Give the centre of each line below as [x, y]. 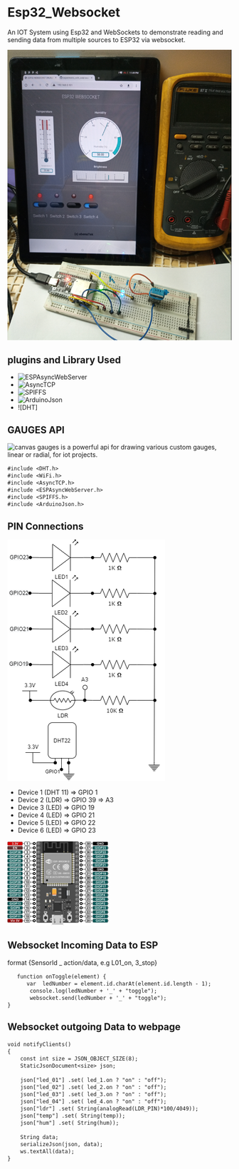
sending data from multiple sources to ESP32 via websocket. [97, 39]
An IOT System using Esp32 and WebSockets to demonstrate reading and [116, 32]
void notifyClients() [39, 1044]
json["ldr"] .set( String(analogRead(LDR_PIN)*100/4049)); [110, 1108]
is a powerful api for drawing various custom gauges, [138, 447]
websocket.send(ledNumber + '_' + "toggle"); [98, 998]
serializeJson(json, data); [62, 1144]
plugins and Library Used [64, 360]
